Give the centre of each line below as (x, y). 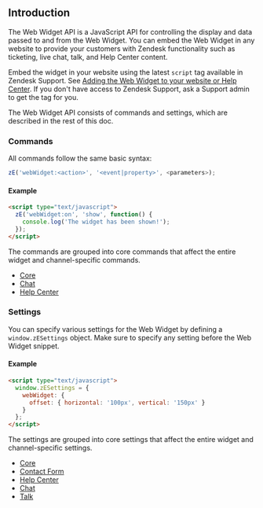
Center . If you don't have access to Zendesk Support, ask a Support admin (129, 89)
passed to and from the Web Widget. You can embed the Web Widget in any (131, 40)
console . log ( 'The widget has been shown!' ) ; (96, 222)
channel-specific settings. (50, 448)
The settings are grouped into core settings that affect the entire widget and (131, 440)
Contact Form (42, 472)
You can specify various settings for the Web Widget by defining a (115, 329)
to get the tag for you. (43, 97)
